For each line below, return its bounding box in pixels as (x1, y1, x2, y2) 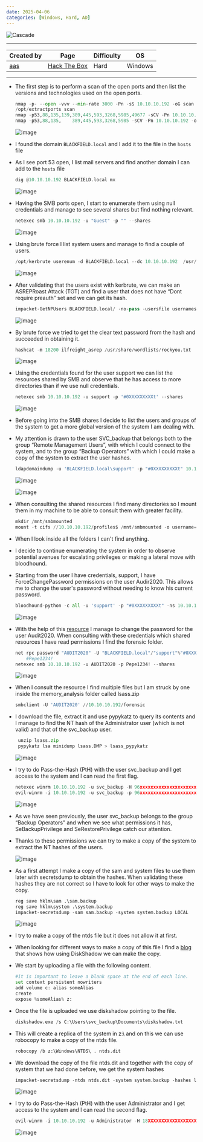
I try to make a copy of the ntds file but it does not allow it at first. (14, 932, 178, 940)
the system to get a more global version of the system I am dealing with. (14, 423, 195, 430)
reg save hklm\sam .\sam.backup (14, 898, 97, 904)
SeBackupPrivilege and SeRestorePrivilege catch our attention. (14, 825, 172, 832)
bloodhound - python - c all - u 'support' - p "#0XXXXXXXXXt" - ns (14, 603, 175, 609)
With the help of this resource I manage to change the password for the (14, 625, 193, 632)
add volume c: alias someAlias (14, 985, 94, 991)
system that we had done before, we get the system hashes (14, 1065, 164, 1073)
